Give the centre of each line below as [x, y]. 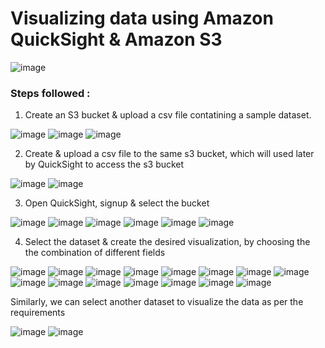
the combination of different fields [95, 253]
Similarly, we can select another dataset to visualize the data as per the [157, 302]
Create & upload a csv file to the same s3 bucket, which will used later [169, 154]
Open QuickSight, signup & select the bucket [117, 203]
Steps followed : [50, 93]
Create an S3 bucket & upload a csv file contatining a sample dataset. [168, 115]
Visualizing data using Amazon [142, 18]
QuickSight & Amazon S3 [116, 39]
